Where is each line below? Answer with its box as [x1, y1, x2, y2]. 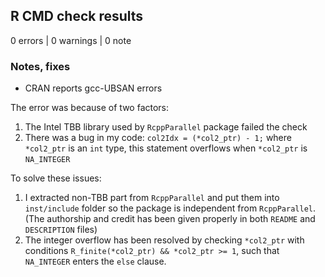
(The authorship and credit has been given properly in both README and [24, 213, 316, 225]
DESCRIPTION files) [24, 224, 98, 236]
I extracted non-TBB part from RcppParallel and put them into [24, 192, 280, 204]
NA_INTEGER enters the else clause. [24, 255, 167, 268]
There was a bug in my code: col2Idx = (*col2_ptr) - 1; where [24, 132, 292, 144]
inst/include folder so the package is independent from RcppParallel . [24, 202, 317, 214]
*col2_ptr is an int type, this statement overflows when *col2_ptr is [24, 142, 308, 154]
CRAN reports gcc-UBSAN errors [24, 82, 163, 94]
